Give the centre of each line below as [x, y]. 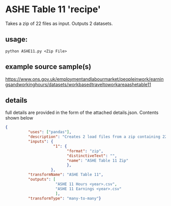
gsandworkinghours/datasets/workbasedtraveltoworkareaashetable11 [78, 84]
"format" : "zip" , [85, 151]
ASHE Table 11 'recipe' [53, 9]
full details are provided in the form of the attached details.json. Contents [82, 112]
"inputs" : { [40, 141]
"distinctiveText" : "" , [92, 156]
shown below [19, 118]
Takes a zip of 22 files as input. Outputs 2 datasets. [59, 23]
